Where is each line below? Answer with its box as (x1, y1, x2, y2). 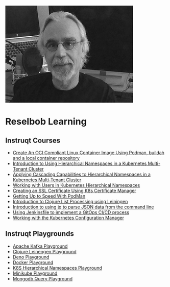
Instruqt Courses (5, 136, 61, 145)
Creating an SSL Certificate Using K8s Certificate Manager (12, 187, 136, 194)
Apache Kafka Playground (12, 243, 68, 249)
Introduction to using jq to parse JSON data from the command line (12, 204, 154, 210)
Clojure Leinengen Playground (12, 248, 77, 254)
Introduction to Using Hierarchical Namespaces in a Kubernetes (12, 160, 147, 166)
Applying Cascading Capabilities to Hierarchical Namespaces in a (12, 172, 151, 177)
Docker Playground (12, 259, 54, 266)
